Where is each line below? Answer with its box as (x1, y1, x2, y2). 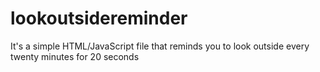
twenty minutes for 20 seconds (10, 50, 140, 62)
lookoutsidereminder (10, 7, 188, 30)
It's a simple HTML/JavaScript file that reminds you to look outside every (10, 40, 310, 52)
